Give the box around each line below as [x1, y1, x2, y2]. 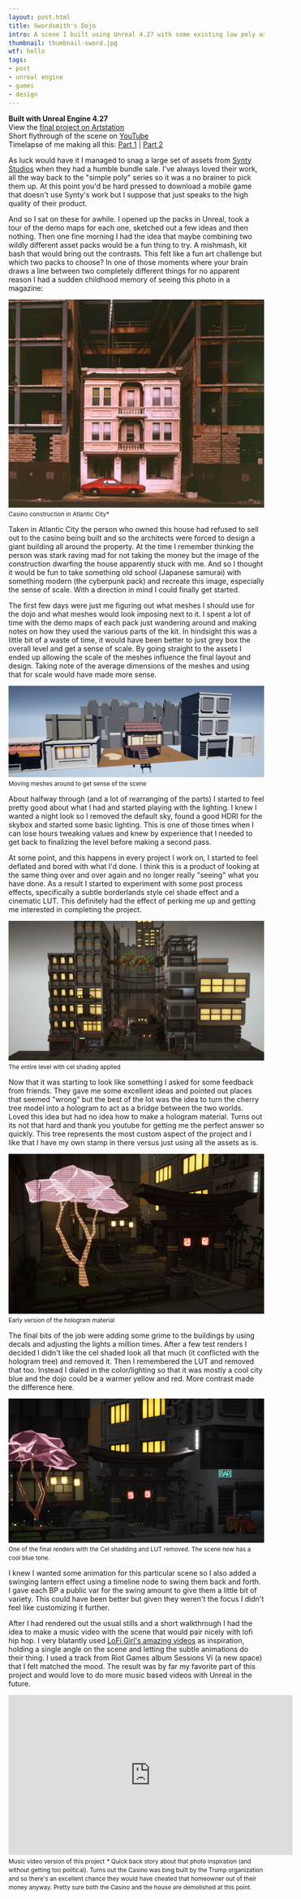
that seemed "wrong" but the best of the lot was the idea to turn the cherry [8, 1095, 260, 1105]
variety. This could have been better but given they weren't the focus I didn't [8, 1594, 264, 1603]
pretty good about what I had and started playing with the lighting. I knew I [8, 802, 257, 812]
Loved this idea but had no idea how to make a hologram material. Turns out [8, 1112, 263, 1122]
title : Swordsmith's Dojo [8, 21, 96, 30]
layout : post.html [8, 13, 71, 21]
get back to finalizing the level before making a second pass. [8, 837, 212, 846]
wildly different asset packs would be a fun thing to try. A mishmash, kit [8, 240, 247, 249]
